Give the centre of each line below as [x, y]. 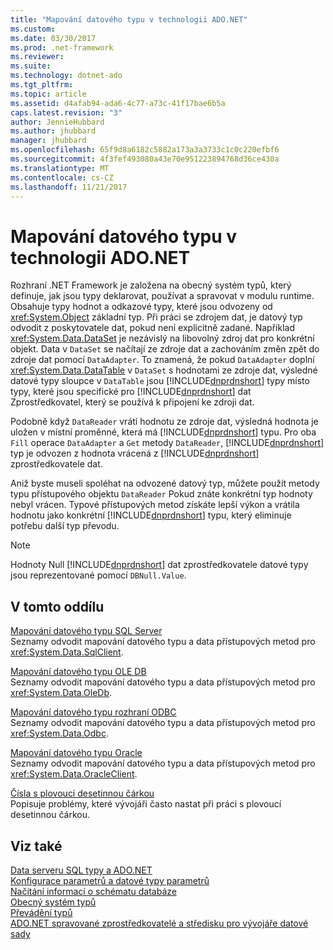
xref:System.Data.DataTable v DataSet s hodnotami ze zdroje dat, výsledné [164, 370]
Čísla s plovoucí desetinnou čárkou [82, 793]
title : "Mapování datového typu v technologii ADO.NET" [129, 19]
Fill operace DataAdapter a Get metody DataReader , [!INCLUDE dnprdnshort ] [167, 443]
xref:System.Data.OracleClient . [74, 774]
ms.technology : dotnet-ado [66, 76]
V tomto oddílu [57, 606]
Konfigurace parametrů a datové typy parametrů [110, 880]
